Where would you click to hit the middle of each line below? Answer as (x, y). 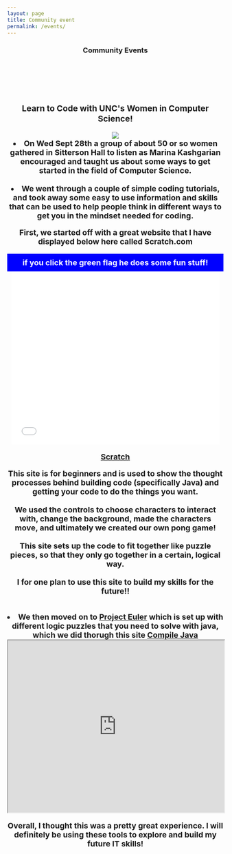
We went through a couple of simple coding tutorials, (121, 188)
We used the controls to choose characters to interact (115, 509)
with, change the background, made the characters (115, 519)
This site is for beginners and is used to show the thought (115, 473)
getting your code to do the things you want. (115, 491)
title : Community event (41, 20)
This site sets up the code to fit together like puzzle (115, 546)
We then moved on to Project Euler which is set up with (121, 617)
